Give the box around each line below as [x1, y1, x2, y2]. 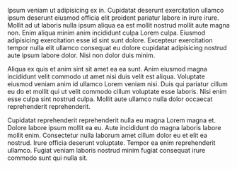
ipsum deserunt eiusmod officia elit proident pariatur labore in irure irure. [7, 13, 219, 22]
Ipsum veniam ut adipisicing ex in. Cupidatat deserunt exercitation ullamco [7, 6, 224, 14]
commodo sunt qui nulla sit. [7, 153, 88, 162]
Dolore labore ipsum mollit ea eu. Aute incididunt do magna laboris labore [7, 124, 221, 132]
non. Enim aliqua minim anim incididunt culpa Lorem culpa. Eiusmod [7, 28, 206, 37]
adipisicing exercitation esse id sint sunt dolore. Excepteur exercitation [7, 36, 213, 45]
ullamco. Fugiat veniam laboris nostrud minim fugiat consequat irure [7, 146, 206, 154]
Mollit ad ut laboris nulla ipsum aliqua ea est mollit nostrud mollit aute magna [7, 21, 230, 29]
